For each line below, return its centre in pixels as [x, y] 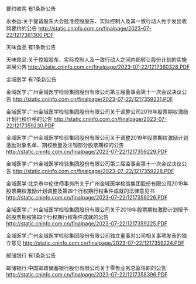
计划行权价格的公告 [29, 119]
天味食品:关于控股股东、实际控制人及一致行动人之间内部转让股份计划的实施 [97, 60]
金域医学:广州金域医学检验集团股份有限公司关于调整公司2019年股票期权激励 [97, 111]
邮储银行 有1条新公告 [31, 255]
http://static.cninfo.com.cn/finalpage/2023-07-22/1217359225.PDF [87, 224]
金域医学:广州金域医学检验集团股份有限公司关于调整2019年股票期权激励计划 [97, 138]
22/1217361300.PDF [30, 35]
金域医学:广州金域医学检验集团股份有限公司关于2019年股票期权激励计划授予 [97, 209]
